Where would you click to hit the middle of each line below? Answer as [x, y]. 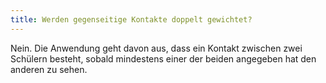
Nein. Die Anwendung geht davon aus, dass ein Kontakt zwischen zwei [156, 48]
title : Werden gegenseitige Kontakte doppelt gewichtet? [131, 19]
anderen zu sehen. [49, 69]
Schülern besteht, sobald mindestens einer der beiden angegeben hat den [163, 58]
